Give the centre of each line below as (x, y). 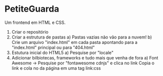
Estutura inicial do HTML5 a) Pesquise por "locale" (62, 53)
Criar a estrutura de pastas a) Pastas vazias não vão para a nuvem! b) (82, 37)
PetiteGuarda (32, 9)
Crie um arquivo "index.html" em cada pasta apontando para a (74, 42)
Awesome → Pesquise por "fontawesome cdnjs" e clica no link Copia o (83, 63)
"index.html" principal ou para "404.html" (53, 47)
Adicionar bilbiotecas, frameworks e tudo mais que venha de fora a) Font (85, 57)
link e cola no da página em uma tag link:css (56, 68)
